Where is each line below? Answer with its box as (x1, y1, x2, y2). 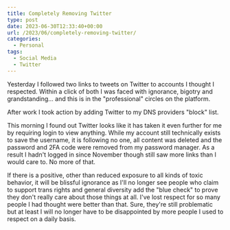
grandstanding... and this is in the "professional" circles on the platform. (7, 94, 211, 103)
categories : (7, 36, 41, 43)
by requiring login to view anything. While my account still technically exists (7, 128, 221, 137)
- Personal (13, 42, 45, 49)
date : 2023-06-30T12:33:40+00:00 (7, 23, 103, 30)
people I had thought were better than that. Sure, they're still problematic (7, 200, 213, 208)
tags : (7, 49, 23, 56)
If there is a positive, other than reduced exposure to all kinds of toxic (7, 171, 204, 179)
